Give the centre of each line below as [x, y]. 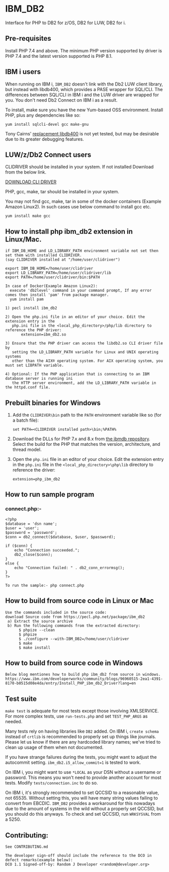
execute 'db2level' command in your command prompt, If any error [81, 291]
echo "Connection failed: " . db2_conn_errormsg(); [69, 568]
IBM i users [23, 72]
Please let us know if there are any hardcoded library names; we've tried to [83, 742]
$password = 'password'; [31, 532]
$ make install [34, 648]
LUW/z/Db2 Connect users [48, 155]
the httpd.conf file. [28, 387]
